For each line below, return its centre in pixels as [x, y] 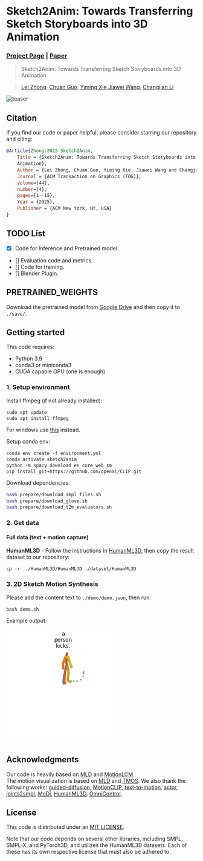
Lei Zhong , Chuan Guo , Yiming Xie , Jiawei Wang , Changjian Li [97, 87]
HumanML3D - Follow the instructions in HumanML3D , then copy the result [100, 551]
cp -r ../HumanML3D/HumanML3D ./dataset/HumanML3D [71, 569]
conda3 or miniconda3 [43, 365]
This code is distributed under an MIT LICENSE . [66, 827]
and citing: [19, 139]
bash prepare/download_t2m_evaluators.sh [59, 507]
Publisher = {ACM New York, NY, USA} [65, 208]
